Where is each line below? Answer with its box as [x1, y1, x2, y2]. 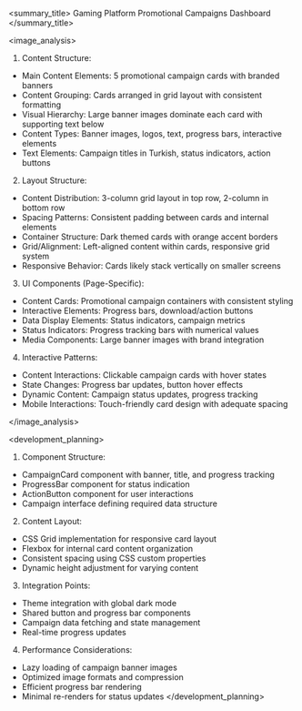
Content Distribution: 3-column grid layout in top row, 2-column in [21, 193, 269, 203]
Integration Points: [21, 580, 91, 591]
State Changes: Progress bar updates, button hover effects [21, 380, 243, 390]
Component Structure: [21, 452, 106, 462]
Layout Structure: [21, 175, 87, 186]
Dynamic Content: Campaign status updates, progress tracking [21, 389, 258, 400]
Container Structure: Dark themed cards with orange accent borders [21, 231, 278, 242]
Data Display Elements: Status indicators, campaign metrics [21, 315, 246, 326]
